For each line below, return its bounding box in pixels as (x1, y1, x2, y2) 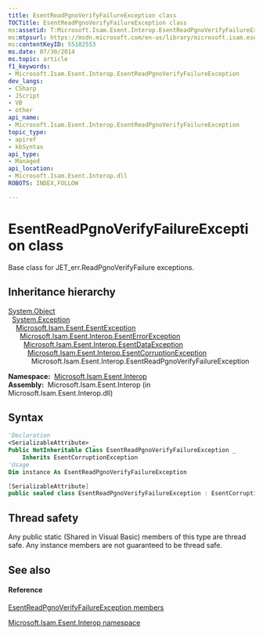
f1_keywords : (8, 63, 51, 71)
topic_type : (8, 128, 47, 136)
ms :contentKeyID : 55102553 (8, 41, 96, 49)
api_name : (8, 114, 41, 122)
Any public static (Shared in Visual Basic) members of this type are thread (8, 532, 247, 542)
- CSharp (8, 84, 37, 93)
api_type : (8, 150, 41, 158)
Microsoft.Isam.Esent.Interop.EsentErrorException (19, 331, 181, 341)
